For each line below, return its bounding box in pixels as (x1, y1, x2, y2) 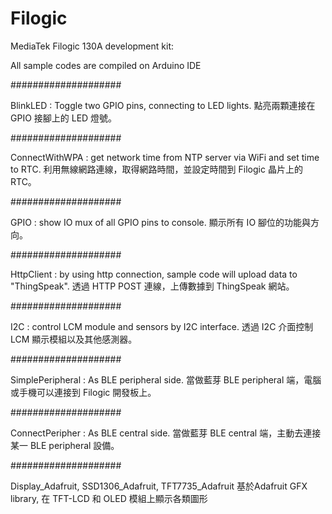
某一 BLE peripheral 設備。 (10, 439, 120, 451)
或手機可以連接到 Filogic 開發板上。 (10, 386, 157, 398)
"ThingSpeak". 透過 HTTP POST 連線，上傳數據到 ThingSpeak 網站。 (10, 280, 295, 292)
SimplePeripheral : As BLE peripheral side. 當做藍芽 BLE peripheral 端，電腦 (10, 373, 322, 386)
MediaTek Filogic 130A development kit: (10, 40, 175, 52)
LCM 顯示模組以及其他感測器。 (10, 333, 138, 345)
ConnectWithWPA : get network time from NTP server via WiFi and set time (10, 151, 320, 163)
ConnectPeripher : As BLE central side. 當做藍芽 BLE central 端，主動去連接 (10, 427, 322, 439)
